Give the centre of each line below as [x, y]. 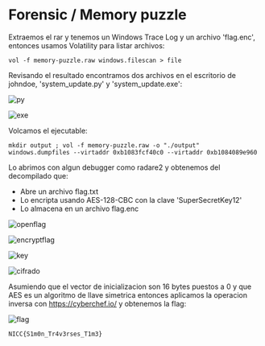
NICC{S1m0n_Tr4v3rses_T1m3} [56, 334]
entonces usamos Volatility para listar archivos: [87, 45]
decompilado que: [38, 175]
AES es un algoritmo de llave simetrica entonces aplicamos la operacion [128, 295]
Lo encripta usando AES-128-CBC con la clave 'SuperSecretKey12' [131, 200]
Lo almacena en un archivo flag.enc [79, 208]
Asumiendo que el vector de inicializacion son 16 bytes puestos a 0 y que [130, 286]
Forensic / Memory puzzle [97, 15]
